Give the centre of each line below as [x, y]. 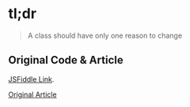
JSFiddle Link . [31, 79]
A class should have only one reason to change [105, 35]
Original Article [32, 94]
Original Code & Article [66, 60]
